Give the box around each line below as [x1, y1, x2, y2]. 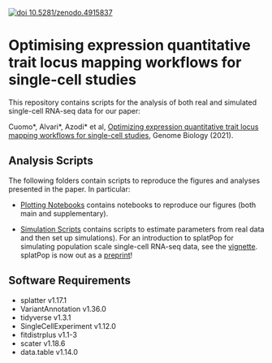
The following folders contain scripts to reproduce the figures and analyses [8, 175, 261, 185]
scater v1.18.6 [19, 338, 66, 348]
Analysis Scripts [8, 154, 93, 168]
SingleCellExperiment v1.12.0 [19, 321, 116, 331]
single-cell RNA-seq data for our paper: [8, 106, 140, 115]
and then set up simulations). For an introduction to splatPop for [19, 232, 234, 243]
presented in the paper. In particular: [8, 184, 131, 194]
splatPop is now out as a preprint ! [19, 250, 133, 260]
